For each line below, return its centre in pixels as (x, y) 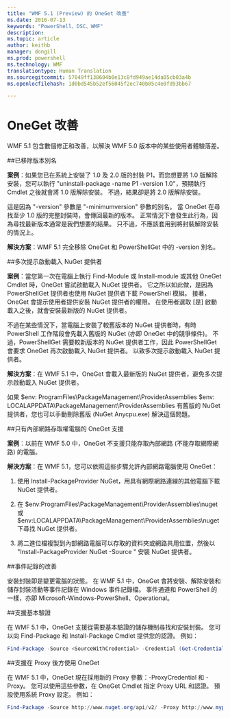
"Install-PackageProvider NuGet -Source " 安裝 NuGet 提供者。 (106, 552)
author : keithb (29, 45)
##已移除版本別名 (32, 160)
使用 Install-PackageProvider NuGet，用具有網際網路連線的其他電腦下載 (118, 481)
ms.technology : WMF (35, 64)
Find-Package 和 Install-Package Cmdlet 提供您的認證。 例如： (110, 636)
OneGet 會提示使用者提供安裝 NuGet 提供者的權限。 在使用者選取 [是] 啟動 (112, 302)
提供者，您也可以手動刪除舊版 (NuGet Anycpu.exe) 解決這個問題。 (100, 414)
